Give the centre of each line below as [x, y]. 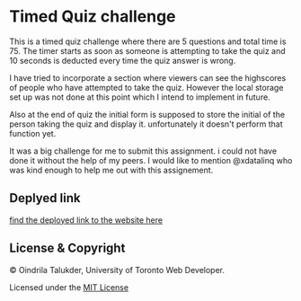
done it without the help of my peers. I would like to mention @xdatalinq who [151, 160]
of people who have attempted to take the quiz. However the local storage [146, 87]
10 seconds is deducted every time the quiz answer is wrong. [123, 60]
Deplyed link [45, 198]
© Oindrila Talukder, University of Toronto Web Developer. [117, 270]
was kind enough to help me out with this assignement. [111, 170]
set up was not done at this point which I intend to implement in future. [140, 97]
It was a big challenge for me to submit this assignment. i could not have [143, 151]
